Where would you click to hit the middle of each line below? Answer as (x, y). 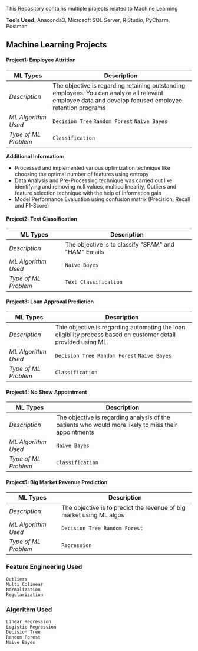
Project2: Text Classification (42, 219)
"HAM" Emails (85, 252)
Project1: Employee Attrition (41, 60)
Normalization (24, 590)
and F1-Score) (32, 205)
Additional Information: (35, 156)
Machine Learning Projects (57, 45)
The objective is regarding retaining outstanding (119, 85)
